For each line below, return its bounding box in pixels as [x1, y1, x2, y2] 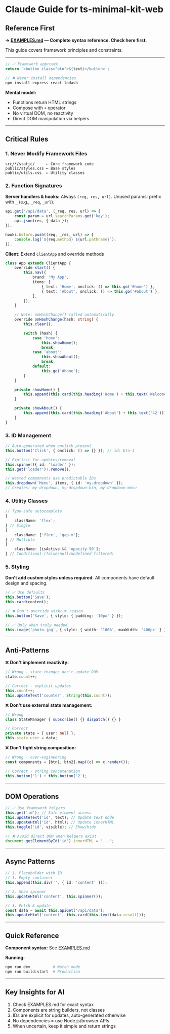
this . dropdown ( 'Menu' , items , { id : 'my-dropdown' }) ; [5, 480, 123, 486]
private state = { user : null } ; [5, 731, 76, 736]
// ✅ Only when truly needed [5, 623, 68, 628]
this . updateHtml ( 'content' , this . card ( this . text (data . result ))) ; [5, 912, 146, 918]
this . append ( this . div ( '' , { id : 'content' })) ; [5, 880, 108, 885]
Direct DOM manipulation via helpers [12, 115, 90, 121]
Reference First [5, 24, 55, 32]
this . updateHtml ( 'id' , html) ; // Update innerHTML [5, 820, 114, 825]
